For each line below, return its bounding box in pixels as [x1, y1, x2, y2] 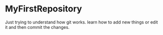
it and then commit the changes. [5, 24, 70, 30]
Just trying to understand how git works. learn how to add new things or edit [5, 19, 158, 25]
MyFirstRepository [5, 3, 82, 14]
